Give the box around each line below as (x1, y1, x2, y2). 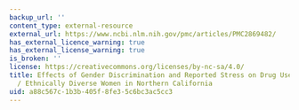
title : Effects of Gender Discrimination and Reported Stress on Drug (9, 71, 277, 80)
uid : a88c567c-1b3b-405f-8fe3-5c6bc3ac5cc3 (9, 87, 174, 96)
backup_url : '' (9, 12, 66, 22)
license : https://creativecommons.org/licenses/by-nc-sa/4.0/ (9, 63, 245, 72)
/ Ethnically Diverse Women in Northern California (17, 79, 214, 88)
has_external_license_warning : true (9, 46, 145, 55)
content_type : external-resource (9, 21, 133, 30)
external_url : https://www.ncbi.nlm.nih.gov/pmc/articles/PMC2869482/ (9, 29, 277, 38)
